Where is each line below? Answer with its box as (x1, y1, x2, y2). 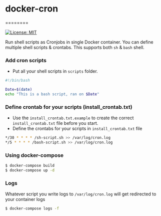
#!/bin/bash (5, 78, 30, 83)
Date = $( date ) (5, 87, 32, 92)
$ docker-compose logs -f (5, 206, 59, 211)
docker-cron (5, 3, 58, 15)
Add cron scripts (5, 57, 46, 64)
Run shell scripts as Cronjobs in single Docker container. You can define (5, 39, 153, 45)
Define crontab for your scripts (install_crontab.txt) (5, 103, 132, 110)
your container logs (5, 196, 45, 202)
